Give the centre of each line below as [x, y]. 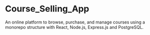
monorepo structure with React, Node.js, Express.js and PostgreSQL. [75, 27]
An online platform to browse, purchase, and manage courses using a [75, 22]
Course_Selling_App [47, 9]
